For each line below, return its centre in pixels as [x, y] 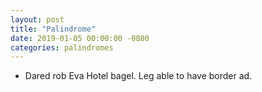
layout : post [37, 19]
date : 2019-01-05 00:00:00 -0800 [80, 38]
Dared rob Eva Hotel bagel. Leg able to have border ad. [138, 76]
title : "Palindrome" [53, 29]
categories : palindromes [62, 47]
